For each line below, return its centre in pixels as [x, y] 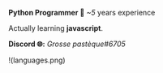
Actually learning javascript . [56, 28]
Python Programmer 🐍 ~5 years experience [82, 13]
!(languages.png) [37, 60]
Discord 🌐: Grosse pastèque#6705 [67, 44]
